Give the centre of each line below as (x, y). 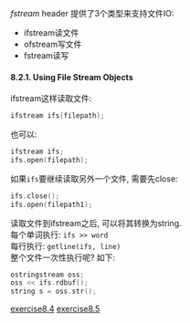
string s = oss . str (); (53, 292)
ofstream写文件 (53, 44)
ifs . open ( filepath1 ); (52, 204)
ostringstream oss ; (47, 275)
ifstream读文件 (51, 33)
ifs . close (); (35, 196)
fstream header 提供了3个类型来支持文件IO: (92, 13)
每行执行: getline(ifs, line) (66, 245)
